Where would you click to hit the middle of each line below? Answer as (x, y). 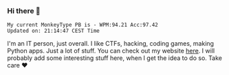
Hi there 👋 (24, 11)
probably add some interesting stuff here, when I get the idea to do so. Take (115, 58)
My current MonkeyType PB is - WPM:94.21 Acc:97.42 (83, 25)
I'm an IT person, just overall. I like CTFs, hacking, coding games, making (111, 44)
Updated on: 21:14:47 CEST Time (53, 31)
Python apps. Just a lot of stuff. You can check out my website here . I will (111, 51)
